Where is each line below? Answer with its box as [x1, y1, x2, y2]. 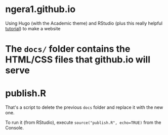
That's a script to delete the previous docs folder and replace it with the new [5, 104, 163, 110]
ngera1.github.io [5, 4, 76, 15]
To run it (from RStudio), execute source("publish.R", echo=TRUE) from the [5, 119, 161, 125]
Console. [5, 125, 24, 131]
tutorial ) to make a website [5, 25, 61, 31]
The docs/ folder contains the [5, 43, 131, 55]
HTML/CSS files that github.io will [5, 54, 151, 65]
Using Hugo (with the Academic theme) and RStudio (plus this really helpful [5, 20, 163, 26]
